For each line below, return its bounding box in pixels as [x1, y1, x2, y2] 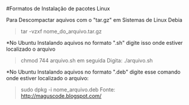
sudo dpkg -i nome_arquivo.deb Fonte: [20, 86, 116, 93]
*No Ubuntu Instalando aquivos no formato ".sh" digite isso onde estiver [6, 40, 183, 46]
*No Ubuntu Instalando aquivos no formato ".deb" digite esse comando [6, 68, 181, 76]
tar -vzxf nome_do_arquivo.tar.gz [20, 28, 102, 35]
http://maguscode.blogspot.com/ [20, 93, 102, 99]
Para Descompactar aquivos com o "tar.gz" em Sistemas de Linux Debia [6, 17, 182, 23]
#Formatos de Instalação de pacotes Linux [6, 5, 110, 12]
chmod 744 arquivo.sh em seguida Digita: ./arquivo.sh [20, 57, 153, 64]
